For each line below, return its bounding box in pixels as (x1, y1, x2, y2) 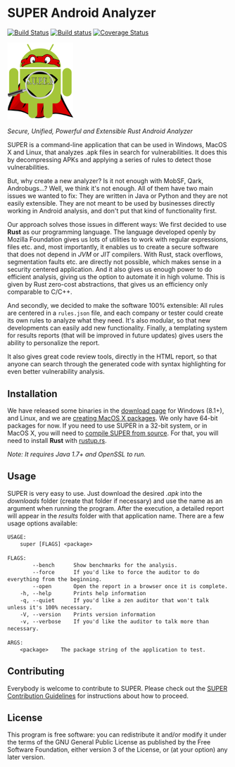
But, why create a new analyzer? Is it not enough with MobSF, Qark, (7, 177, 204, 185)
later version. (7, 753, 46, 761)
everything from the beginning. (7, 575, 102, 582)
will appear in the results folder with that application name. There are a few (7, 511, 224, 520)
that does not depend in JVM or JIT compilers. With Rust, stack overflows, (7, 250, 223, 258)
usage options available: (7, 519, 78, 528)
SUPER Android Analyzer (7, 5, 156, 21)
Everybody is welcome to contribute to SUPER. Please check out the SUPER (7, 684, 227, 692)
